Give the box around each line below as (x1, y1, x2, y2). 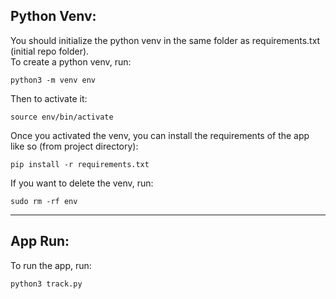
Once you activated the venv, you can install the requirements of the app (10, 129, 310, 141)
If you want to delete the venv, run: (10, 177, 154, 189)
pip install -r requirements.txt (10, 159, 150, 169)
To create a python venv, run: (10, 55, 132, 68)
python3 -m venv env (10, 75, 97, 85)
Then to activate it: (10, 92, 88, 104)
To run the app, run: (10, 259, 92, 271)
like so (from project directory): (10, 140, 139, 152)
